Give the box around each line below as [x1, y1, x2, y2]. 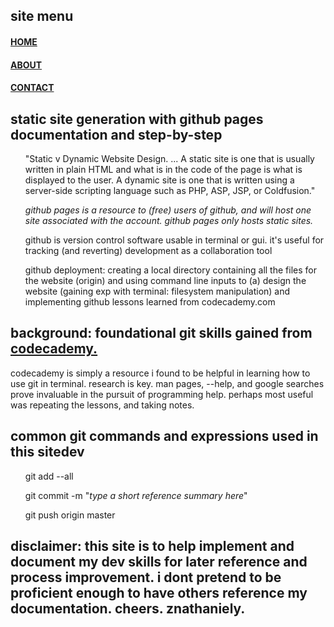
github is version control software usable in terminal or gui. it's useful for [24, 234, 325, 246]
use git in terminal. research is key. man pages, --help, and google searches [10, 377, 325, 389]
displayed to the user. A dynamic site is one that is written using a [24, 174, 295, 186]
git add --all [24, 470, 74, 482]
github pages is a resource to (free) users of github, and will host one [24, 204, 312, 216]
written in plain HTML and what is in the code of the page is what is [24, 163, 303, 175]
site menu [10, 8, 74, 25]
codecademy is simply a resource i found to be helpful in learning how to [10, 367, 311, 379]
